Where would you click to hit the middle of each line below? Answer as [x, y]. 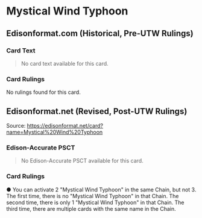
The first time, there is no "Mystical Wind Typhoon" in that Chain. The [93, 196]
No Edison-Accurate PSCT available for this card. [82, 161]
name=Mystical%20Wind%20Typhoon [55, 132]
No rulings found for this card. [44, 92]
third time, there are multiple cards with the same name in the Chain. [91, 208]
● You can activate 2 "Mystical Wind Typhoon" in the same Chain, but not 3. [101, 189]
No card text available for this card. [65, 63]
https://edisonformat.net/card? [65, 125]
